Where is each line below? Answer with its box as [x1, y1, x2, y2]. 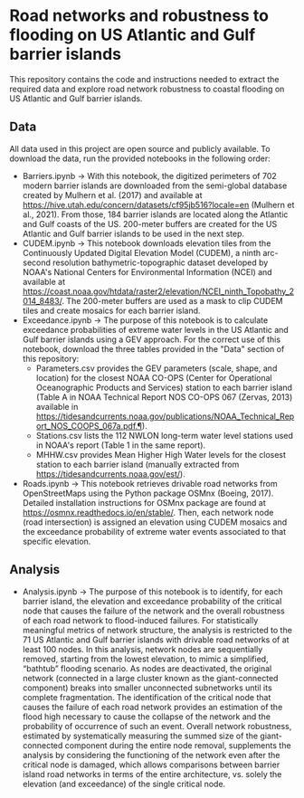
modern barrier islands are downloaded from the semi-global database [22, 180, 288, 191]
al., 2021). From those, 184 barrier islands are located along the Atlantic [22, 209, 289, 220]
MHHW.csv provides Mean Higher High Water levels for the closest [35, 449, 287, 460]
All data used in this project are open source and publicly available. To [9, 143, 271, 154]
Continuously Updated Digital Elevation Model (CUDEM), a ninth [22, 247, 261, 258]
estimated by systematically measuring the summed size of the [22, 730, 259, 741]
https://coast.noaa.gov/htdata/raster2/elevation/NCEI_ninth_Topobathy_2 [22, 286, 294, 297]
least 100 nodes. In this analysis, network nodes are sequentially [22, 643, 263, 654]
